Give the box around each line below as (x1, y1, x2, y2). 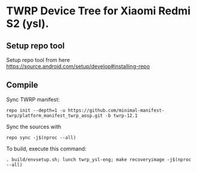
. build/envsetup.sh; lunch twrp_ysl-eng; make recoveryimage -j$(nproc (6, 156, 192, 162)
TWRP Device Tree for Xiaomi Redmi (6, 4, 190, 18)
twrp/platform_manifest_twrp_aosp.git (6, 112, 103, 119)
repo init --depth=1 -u (6, 107, 66, 113)
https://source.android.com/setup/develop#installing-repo (6, 63, 150, 70)
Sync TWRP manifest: (6, 95, 60, 103)
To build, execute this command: (6, 145, 87, 152)
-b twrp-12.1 (105, 112, 138, 119)
